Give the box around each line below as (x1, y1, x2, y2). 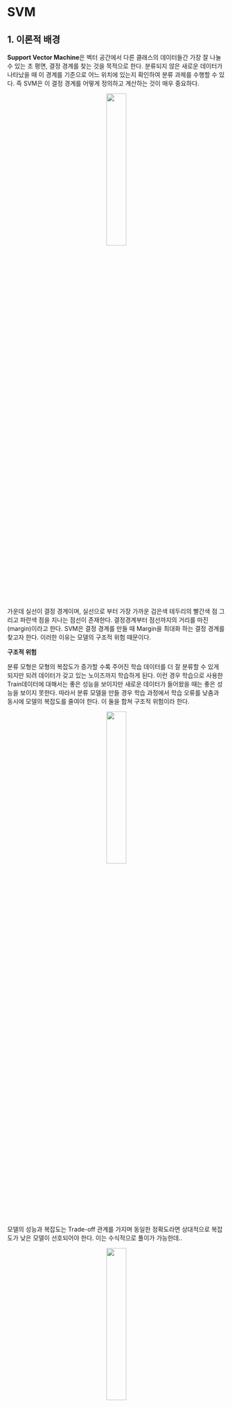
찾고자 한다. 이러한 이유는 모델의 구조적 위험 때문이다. (7, 633, 151, 641)
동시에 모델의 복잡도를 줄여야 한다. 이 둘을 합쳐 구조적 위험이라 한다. (7, 698, 190, 705)
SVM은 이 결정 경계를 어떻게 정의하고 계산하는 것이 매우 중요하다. (23, 79, 199, 87)
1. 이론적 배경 (7, 33, 60, 45)
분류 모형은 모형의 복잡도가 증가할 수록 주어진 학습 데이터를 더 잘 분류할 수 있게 (7, 663, 220, 671)
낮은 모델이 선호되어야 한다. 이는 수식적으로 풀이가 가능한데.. (19, 1234, 183, 1242)
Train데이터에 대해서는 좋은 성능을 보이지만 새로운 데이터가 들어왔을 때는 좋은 (7, 680, 216, 688)
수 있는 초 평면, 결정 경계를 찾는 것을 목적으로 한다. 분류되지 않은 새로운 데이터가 (7, 62, 223, 70)
